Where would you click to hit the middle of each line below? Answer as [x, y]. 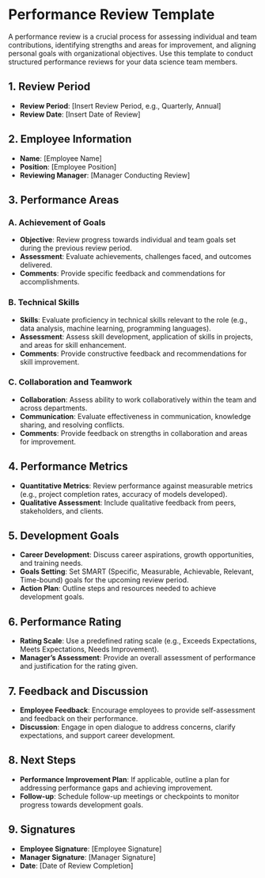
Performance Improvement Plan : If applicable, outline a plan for [125, 779]
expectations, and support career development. [97, 735]
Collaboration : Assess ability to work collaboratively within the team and [138, 399]
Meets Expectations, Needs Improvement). [89, 649]
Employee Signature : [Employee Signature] [91, 849]
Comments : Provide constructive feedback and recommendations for [133, 353]
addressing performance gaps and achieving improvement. [116, 788]
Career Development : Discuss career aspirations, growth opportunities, [137, 555]
